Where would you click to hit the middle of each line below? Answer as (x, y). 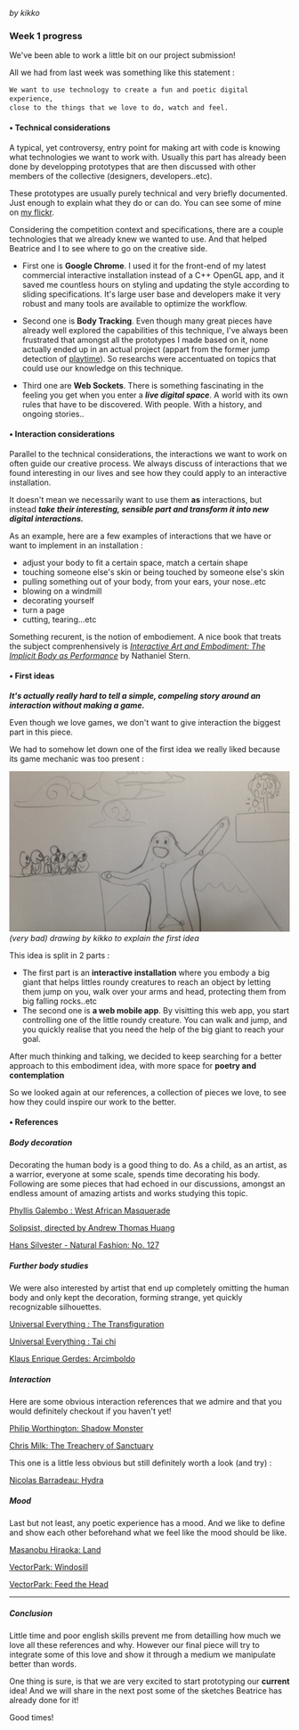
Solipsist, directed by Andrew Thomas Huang (92, 1228)
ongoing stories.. (53, 414)
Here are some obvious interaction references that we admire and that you (145, 1402)
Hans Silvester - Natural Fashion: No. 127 (85, 1245)
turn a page (43, 610)
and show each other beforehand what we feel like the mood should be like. (148, 1533)
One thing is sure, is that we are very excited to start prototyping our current (149, 1681)
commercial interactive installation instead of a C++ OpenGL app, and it (153, 275)
